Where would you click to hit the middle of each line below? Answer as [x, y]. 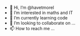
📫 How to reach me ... [32, 28]
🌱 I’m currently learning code [39, 18]
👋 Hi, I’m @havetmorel [32, 8]
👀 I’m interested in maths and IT [41, 13]
